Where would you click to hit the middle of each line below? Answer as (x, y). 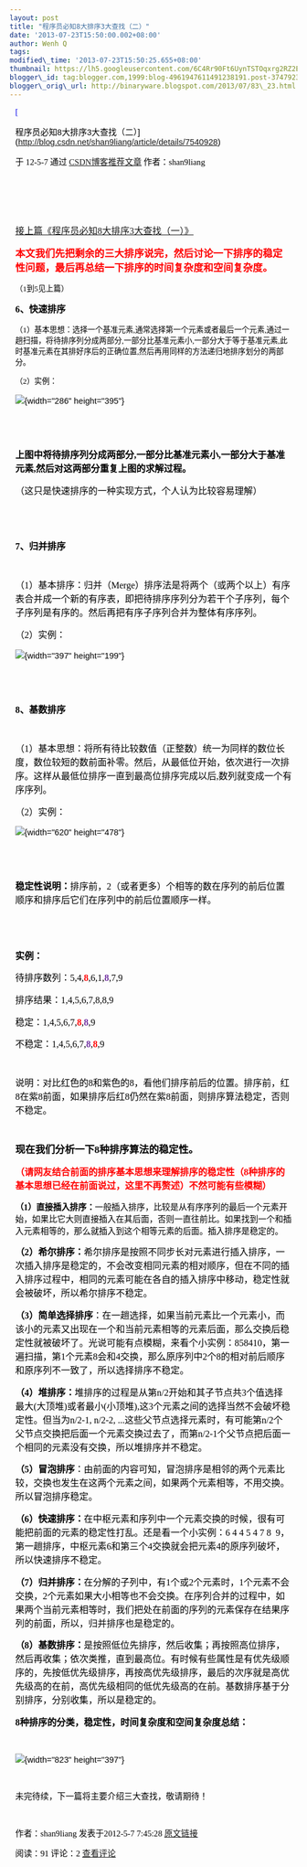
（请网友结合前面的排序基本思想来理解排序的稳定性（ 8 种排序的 (150, 1172)
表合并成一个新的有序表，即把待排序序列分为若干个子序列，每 (148, 599)
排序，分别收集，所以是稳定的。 (93, 1701)
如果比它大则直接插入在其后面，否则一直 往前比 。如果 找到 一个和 (158, 1219)
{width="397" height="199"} (74, 656)
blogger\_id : (34, 78)
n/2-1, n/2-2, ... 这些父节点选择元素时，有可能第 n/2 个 (176, 1420)
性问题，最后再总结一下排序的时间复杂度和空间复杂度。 (144, 268)
